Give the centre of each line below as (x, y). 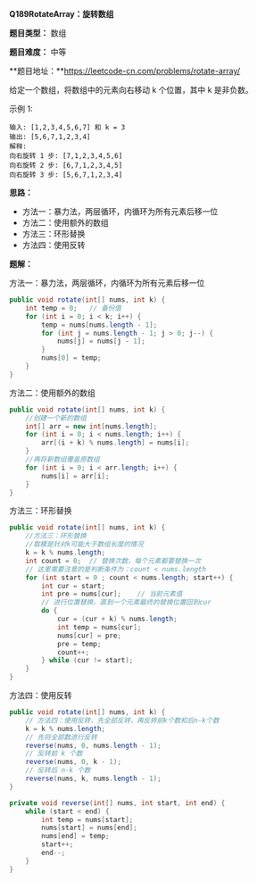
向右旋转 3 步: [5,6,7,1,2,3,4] (66, 175)
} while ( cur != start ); (87, 661)
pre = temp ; (79, 644)
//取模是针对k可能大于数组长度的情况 (85, 545)
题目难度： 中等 (38, 52)
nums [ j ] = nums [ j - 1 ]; (101, 341)
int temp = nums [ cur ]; (99, 627)
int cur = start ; (73, 586)
